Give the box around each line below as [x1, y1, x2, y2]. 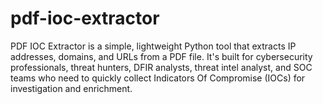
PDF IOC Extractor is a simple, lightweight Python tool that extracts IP [10, 40, 297, 52]
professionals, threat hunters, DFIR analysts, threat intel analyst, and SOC [10, 61, 313, 73]
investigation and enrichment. [10, 82, 133, 94]
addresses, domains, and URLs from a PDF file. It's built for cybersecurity [10, 50, 313, 62]
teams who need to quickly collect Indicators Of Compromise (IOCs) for [10, 72, 306, 84]
